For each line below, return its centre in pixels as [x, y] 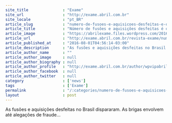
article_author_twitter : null [41, 76]
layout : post [41, 95]
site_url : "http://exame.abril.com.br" [67, 15]
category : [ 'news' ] [46, 81]
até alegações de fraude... [33, 115]
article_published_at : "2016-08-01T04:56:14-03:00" [67, 43]
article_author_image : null [41, 57]
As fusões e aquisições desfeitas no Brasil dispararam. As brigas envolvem [84, 109]
